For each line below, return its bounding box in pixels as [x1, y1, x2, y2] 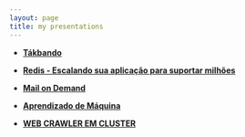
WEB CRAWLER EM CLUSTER [22, 118, 137, 129]
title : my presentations [9, 22, 104, 31]
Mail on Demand [22, 82, 87, 93]
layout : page [9, 13, 59, 23]
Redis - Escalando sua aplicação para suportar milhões [22, 65, 236, 76]
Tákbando [22, 47, 62, 58]
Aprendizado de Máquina [22, 100, 121, 111]
